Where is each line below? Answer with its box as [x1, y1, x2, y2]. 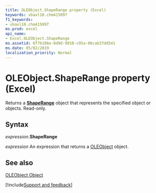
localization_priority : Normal [5, 50, 72, 55]
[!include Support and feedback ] [5, 182, 73, 188]
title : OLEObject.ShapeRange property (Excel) [5, 7, 106, 13]
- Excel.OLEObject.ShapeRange [5, 36, 70, 41]
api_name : [5, 31, 27, 36]
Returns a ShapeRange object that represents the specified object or [5, 100, 151, 106]
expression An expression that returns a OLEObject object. [5, 143, 129, 150]
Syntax [5, 120, 29, 129]
